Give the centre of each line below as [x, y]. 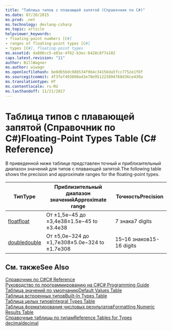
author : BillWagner [26, 63]
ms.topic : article [25, 29]
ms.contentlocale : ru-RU [32, 86]
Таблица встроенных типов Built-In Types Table [56, 296]
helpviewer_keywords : [28, 34]
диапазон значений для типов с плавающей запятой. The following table [83, 169]
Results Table [19, 312]
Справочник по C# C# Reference [40, 280]
